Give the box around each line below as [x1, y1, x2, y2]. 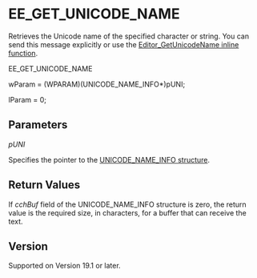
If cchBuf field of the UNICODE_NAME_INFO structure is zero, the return [8, 199, 247, 209]
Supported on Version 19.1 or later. [8, 261, 122, 271]
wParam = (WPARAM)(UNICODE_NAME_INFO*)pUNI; [8, 79, 186, 89]
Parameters [8, 118, 68, 132]
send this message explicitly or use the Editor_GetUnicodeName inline [8, 39, 239, 49]
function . [8, 48, 38, 58]
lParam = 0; [8, 95, 46, 104]
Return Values [8, 178, 81, 192]
